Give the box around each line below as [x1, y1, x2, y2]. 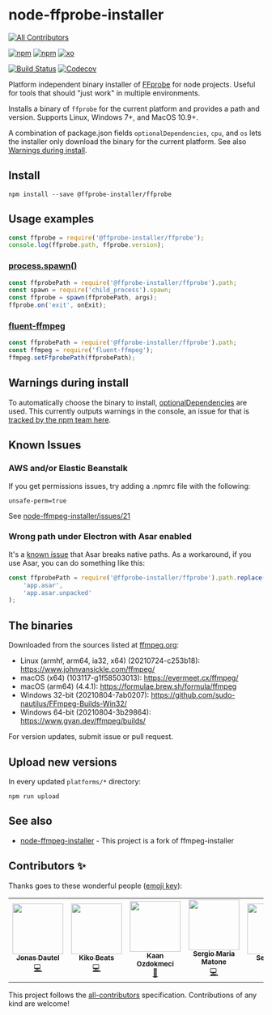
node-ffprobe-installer [8, 6, 164, 24]
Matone [201, 958, 227, 966]
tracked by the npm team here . [8, 414, 112, 424]
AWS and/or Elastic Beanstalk [8, 463, 128, 474]
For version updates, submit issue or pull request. [8, 732, 174, 741]
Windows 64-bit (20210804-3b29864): [19, 707, 151, 717]
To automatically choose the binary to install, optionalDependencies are [8, 397, 248, 407]
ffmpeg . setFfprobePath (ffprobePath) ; [8, 354, 136, 362]
